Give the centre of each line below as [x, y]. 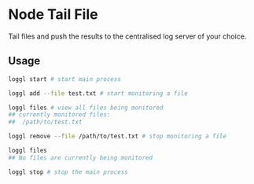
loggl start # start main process [65, 79]
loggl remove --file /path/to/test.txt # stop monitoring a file [117, 136]
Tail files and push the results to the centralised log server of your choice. [127, 36]
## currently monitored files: [59, 115]
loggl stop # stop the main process [68, 172]
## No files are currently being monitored [81, 158]
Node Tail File [53, 15]
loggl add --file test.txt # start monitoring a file [98, 93]
